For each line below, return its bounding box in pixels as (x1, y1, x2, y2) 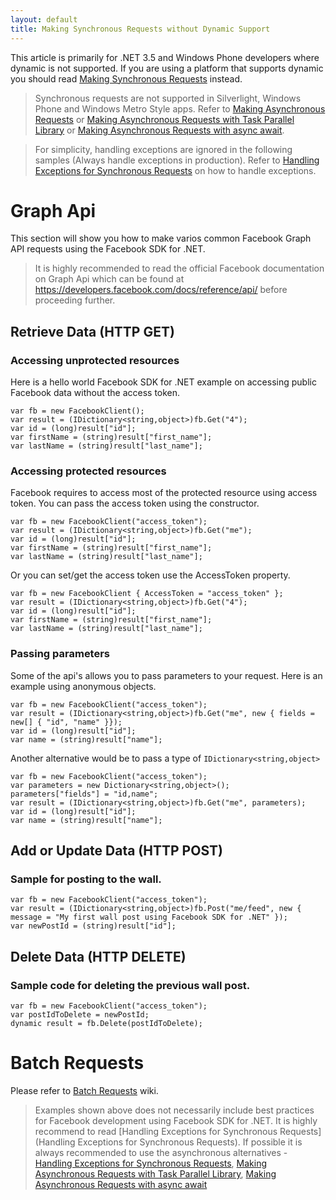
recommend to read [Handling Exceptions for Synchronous (34, 1126, 278, 1138)
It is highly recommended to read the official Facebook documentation (34, 262, 325, 275)
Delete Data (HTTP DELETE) (10, 948, 187, 965)
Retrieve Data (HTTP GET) (10, 323, 175, 340)
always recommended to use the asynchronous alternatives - (34, 1147, 288, 1159)
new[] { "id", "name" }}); (10, 717, 123, 727)
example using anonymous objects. (10, 680, 157, 692)
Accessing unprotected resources (10, 353, 180, 367)
